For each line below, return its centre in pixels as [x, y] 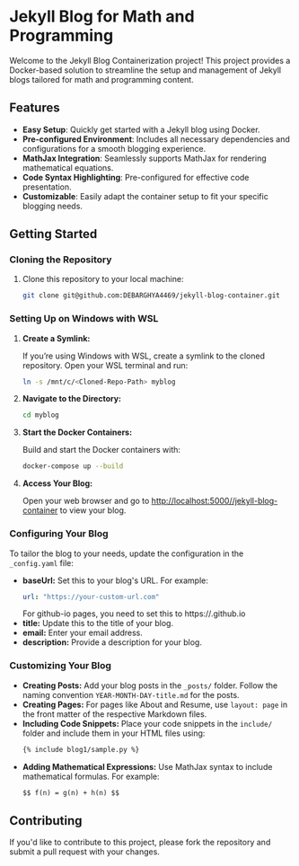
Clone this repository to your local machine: [103, 279]
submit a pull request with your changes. [84, 852]
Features [35, 108]
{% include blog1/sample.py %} [81, 749]
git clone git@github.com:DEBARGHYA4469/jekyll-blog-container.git [151, 296]
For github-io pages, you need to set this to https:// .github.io [134, 614]
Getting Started [53, 234]
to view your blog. [93, 510]
